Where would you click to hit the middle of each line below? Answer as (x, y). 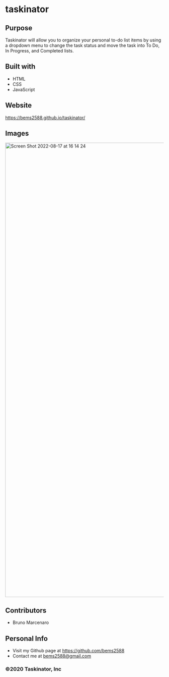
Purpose (19, 28)
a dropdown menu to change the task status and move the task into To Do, (82, 45)
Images (17, 134)
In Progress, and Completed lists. (39, 51)
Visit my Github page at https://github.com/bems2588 (68, 651)
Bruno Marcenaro (31, 622)
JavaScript (24, 89)
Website (18, 105)
